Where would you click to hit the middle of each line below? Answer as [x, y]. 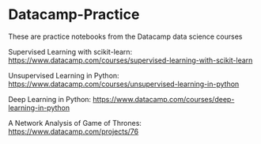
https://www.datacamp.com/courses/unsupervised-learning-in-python [124, 84]
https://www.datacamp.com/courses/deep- [164, 99]
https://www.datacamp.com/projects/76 [74, 131]
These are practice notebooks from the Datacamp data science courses [125, 36]
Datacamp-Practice [74, 15]
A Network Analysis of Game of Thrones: [75, 123]
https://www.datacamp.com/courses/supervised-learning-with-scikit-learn [130, 60]
